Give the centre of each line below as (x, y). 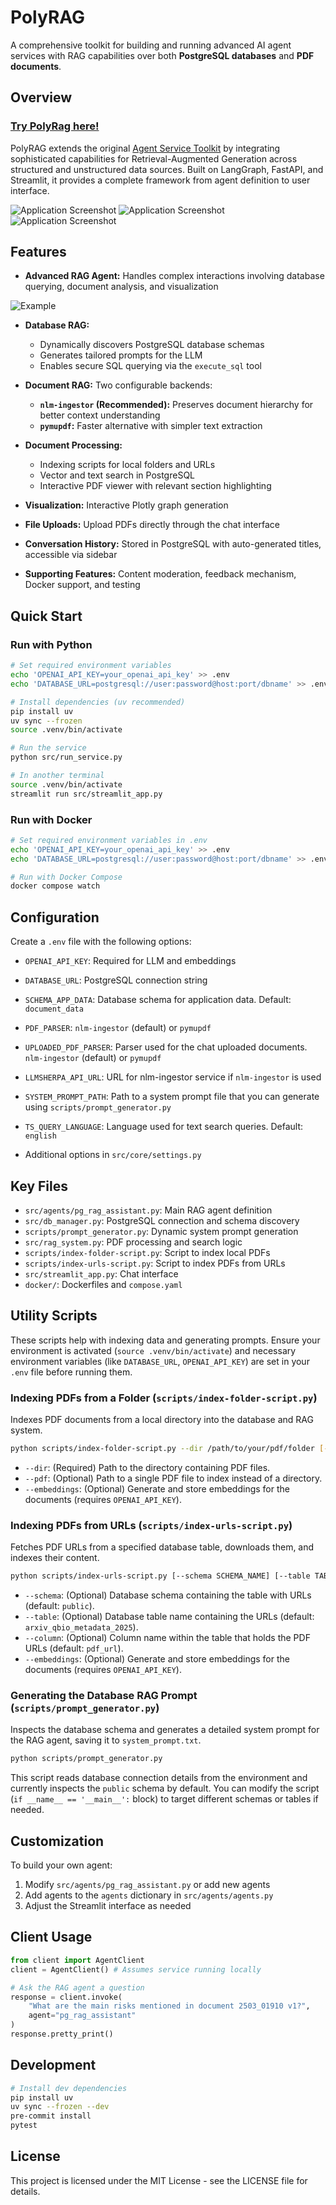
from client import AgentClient (77, 1960)
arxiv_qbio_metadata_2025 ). (81, 1627)
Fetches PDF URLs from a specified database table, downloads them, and (162, 1547)
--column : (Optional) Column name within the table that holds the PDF (167, 1638)
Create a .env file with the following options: (101, 942)
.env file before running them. (71, 1372)
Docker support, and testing (82, 585)
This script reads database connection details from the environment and (159, 1778)
